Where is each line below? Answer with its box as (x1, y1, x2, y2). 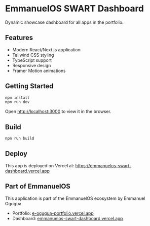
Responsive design (12, 62, 51, 68)
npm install (5, 95, 30, 100)
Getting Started (5, 82, 54, 90)
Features (5, 34, 33, 42)
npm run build (5, 136, 35, 141)
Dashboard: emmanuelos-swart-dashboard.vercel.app (12, 215, 123, 221)
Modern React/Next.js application (12, 46, 80, 52)
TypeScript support (12, 57, 52, 63)
